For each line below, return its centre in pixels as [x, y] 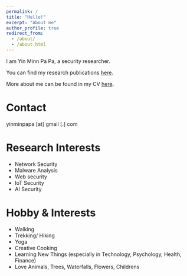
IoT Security [29, 182]
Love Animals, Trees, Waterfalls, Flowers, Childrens [77, 267]
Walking [24, 229]
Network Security [36, 164]
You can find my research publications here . [60, 72]
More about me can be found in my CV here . [60, 84]
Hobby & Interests [51, 213]
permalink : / [22, 11]
